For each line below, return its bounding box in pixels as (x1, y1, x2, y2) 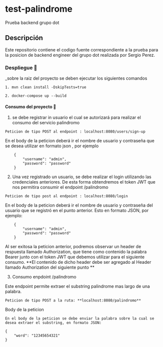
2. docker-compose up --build (5, 93, 67, 98)
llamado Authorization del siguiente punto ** (5, 264, 94, 270)
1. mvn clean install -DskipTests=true (5, 85, 87, 90)
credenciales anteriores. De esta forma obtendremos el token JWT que (12, 179, 156, 185)
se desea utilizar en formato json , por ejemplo (5, 143, 99, 149)
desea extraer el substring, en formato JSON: (5, 321, 102, 325)
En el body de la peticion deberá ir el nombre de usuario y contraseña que (5, 138, 155, 144)
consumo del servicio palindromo (12, 120, 80, 126)
